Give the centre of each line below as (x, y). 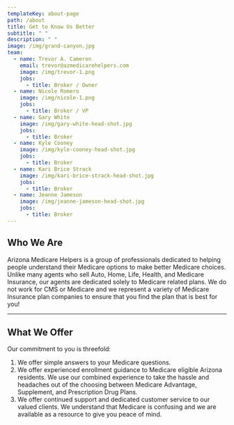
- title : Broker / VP (57, 111)
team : (15, 53)
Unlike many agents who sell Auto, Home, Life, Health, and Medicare (106, 274)
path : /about (26, 20)
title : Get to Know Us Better (51, 26)
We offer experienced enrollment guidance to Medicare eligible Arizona (120, 370)
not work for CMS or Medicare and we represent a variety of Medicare (108, 289)
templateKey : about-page (43, 14)
